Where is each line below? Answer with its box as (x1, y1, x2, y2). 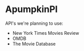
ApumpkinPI (5, 4, 58, 15)
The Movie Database (12, 40, 56, 46)
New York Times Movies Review (12, 30, 79, 36)
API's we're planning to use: (5, 20, 63, 26)
